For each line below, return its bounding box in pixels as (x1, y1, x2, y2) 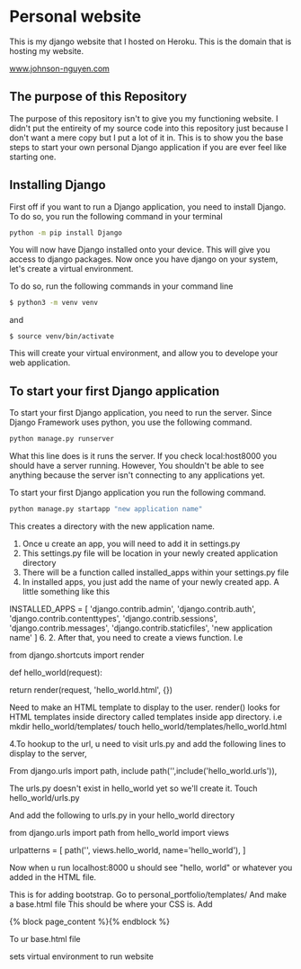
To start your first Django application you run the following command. (9, 488, 267, 498)
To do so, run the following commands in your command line (9, 281, 234, 292)
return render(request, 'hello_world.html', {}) (9, 684, 173, 695)
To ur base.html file (9, 933, 81, 944)
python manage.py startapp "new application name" (9, 505, 203, 514)
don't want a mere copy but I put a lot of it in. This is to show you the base (9, 132, 284, 143)
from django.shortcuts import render (9, 650, 146, 660)
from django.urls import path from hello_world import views (9, 827, 229, 838)
